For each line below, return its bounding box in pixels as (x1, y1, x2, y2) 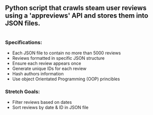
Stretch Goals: (5, 88, 40, 95)
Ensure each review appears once (12, 60, 81, 66)
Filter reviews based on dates (12, 99, 72, 105)
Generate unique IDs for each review (12, 66, 87, 71)
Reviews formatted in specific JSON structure (12, 55, 105, 61)
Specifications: (5, 39, 43, 46)
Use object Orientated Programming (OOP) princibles (12, 76, 120, 82)
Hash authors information (12, 70, 64, 76)
